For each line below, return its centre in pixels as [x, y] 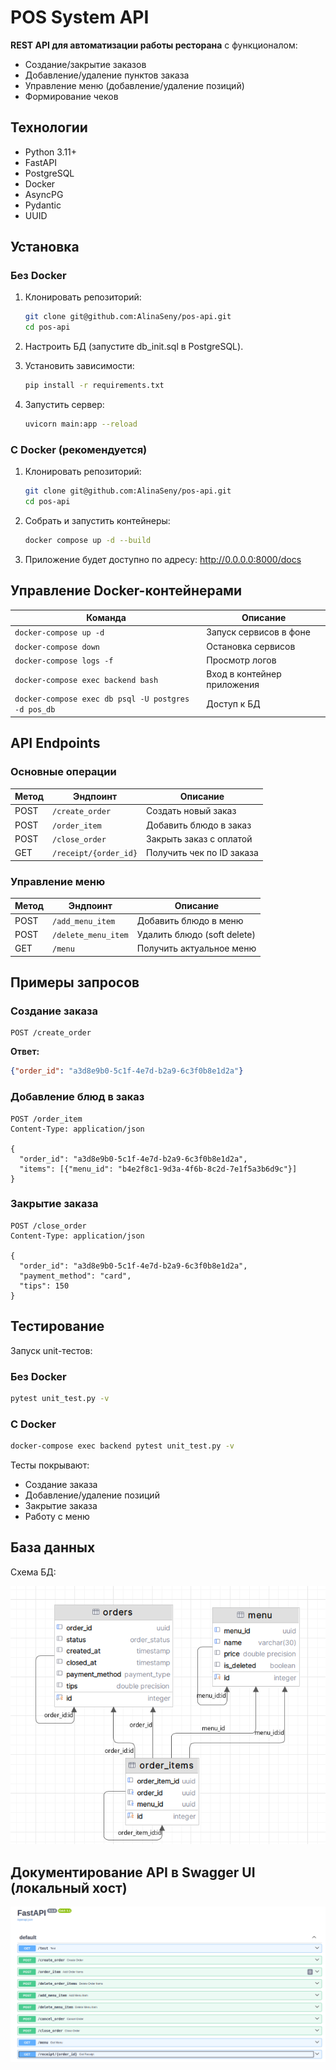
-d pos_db [35, 710]
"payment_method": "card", [75, 1276]
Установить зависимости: [79, 366]
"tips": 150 [44, 1286]
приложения [233, 685]
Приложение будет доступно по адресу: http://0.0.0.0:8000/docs [163, 559]
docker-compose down [57, 647]
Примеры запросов [75, 982]
